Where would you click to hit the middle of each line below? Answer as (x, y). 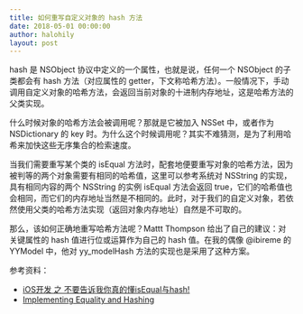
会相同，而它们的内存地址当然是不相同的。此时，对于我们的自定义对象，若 (147, 199)
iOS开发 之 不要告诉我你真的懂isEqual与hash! (106, 290)
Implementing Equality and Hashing (88, 300)
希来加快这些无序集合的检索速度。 (73, 145)
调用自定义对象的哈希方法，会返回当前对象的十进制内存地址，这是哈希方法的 (151, 92)
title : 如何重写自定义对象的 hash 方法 (76, 18)
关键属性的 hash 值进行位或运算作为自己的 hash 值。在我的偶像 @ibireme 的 (150, 240)
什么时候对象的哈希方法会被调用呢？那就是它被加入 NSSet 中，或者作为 (142, 123)
